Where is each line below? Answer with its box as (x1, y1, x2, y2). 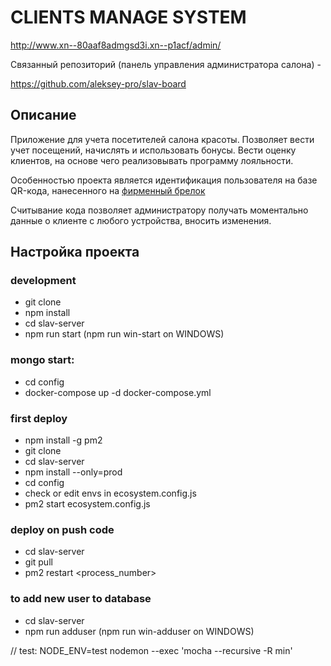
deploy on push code (10, 522, 115, 536)
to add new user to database (10, 592, 152, 606)
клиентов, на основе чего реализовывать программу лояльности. (10, 154, 294, 166)
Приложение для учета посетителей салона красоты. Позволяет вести (10, 133, 315, 145)
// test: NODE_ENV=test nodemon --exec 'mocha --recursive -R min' (10, 644, 293, 656)
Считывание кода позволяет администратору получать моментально (10, 204, 309, 216)
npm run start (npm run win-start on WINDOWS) (24, 328, 225, 340)
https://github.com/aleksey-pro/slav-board (10, 77, 187, 90)
